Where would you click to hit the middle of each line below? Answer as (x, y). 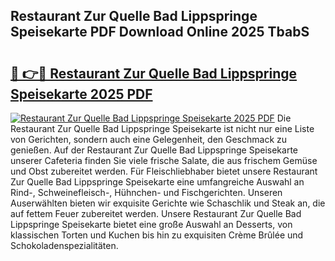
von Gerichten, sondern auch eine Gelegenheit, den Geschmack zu (149, 139)
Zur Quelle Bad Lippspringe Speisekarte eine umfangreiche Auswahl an (157, 182)
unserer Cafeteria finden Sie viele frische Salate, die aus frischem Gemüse (164, 160)
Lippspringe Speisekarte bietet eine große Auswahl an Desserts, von (151, 224)
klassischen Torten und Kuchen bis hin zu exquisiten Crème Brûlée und (157, 235)
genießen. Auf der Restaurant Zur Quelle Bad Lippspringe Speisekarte (154, 150)
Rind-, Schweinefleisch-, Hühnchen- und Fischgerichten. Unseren (146, 192)
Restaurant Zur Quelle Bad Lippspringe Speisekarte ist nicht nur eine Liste (162, 128)
